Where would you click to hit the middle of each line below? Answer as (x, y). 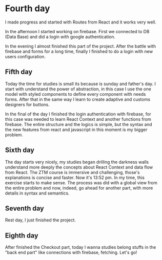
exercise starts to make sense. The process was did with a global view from (81, 183)
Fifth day (19, 72)
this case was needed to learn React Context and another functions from (78, 119)
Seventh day (25, 208)
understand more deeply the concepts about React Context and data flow (79, 167)
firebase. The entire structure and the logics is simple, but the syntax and (79, 124)
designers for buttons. (27, 104)
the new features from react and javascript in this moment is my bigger (76, 130)
